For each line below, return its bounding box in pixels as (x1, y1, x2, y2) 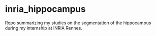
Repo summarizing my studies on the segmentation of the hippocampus (5, 20, 151, 26)
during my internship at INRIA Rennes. (5, 25, 83, 31)
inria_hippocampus (5, 3, 86, 15)
